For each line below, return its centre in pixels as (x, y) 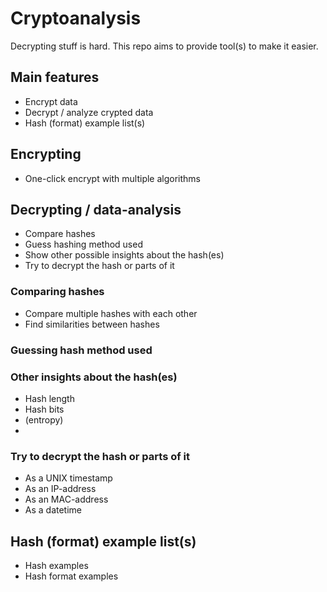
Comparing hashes (57, 292)
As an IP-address (60, 489)
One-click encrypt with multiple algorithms (113, 178)
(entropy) (44, 419)
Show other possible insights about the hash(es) (124, 255)
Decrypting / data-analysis (96, 209)
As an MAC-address (66, 499)
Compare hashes (60, 234)
